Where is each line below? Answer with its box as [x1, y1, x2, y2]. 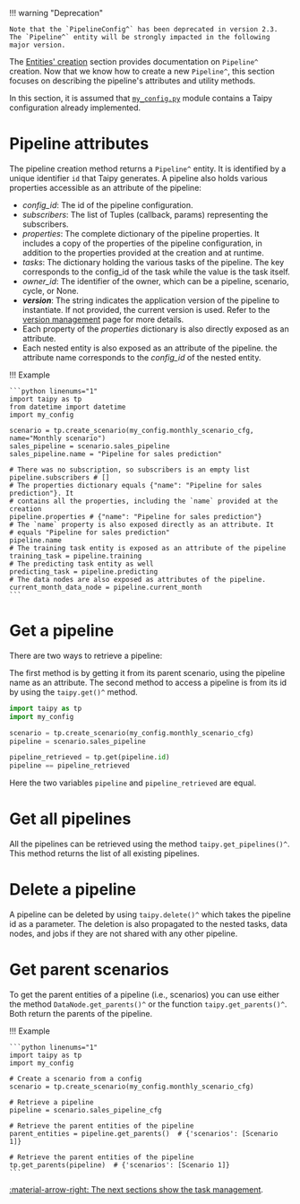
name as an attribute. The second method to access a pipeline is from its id [9, 677, 287, 688]
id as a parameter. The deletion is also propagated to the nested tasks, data [9, 919, 288, 929]
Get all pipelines [9, 809, 132, 829]
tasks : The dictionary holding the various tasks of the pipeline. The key [21, 256, 285, 267]
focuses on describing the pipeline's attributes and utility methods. [9, 75, 256, 86]
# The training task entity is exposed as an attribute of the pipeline [9, 543, 287, 552]
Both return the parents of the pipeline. [9, 1008, 153, 1018]
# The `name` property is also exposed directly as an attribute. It [9, 520, 275, 529]
